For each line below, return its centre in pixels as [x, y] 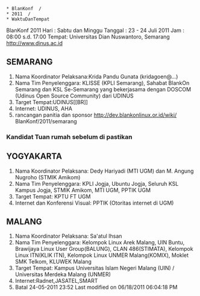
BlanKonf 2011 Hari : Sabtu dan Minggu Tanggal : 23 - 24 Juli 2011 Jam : [95, 30]
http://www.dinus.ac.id [35, 43]
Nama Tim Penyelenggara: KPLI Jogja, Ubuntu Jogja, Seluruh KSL [97, 183]
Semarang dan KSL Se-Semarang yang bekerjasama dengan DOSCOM [103, 89]
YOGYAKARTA [34, 156]
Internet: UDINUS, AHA [43, 108]
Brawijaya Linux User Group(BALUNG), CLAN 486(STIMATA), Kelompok [104, 249]
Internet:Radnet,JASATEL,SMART [56, 281]
